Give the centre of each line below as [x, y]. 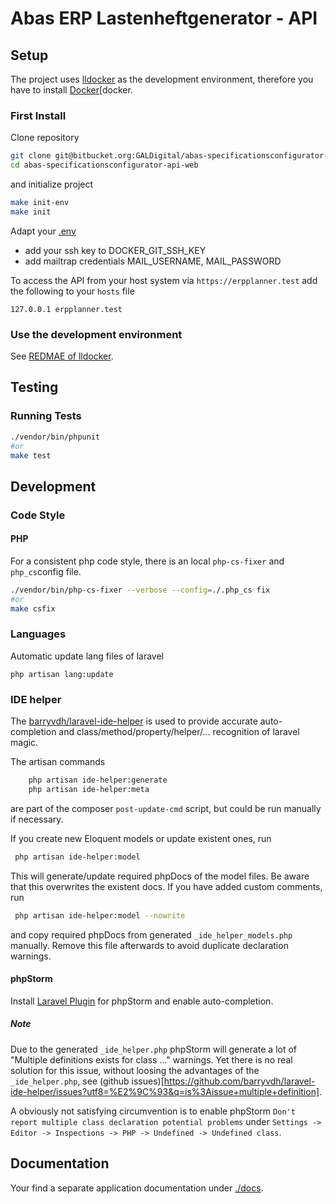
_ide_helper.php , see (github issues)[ [87, 1081]
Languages [38, 634]
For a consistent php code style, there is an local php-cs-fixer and [147, 561]
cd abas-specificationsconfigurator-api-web [104, 165]
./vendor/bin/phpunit [55, 437]
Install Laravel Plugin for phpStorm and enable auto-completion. [142, 1001]
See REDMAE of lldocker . [62, 356]
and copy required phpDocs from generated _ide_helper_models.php [151, 934]
